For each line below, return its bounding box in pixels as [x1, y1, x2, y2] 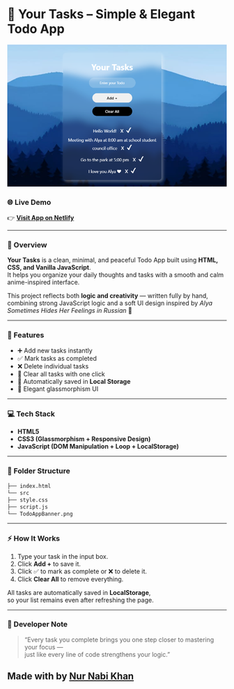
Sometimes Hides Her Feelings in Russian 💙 [7, 307, 132, 315]
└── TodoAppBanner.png [7, 511, 73, 518]
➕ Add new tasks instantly [17, 346, 93, 355]
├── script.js [7, 504, 49, 511]
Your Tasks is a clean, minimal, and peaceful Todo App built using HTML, [7, 256, 218, 264]
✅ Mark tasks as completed [17, 354, 97, 362]
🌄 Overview [7, 240, 47, 249]
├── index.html [7, 483, 52, 490]
